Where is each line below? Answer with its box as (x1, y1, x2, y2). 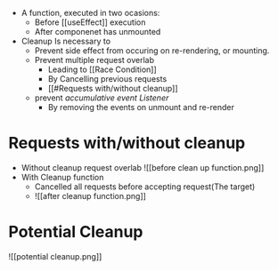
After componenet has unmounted (34, 27, 161, 36)
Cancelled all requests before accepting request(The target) (34, 181, 256, 192)
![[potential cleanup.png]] (8, 251, 102, 261)
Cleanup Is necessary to (20, 36, 111, 46)
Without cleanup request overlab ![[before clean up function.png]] (20, 162, 265, 172)
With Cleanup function (20, 171, 104, 182)
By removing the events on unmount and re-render (47, 102, 235, 112)
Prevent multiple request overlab (34, 55, 155, 65)
